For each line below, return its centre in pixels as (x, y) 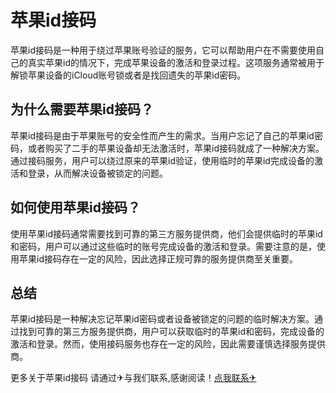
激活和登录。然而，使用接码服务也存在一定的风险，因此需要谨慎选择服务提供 (168, 344)
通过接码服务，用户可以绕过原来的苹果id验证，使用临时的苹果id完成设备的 (162, 160)
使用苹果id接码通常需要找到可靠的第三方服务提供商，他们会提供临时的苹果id (166, 233)
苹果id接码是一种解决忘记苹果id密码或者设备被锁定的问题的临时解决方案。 (162, 319)
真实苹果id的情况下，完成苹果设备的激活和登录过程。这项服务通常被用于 (176, 62)
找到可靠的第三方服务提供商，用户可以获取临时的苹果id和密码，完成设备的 (171, 332)
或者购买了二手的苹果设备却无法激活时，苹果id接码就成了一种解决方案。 (176, 148)
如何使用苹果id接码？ (75, 207)
